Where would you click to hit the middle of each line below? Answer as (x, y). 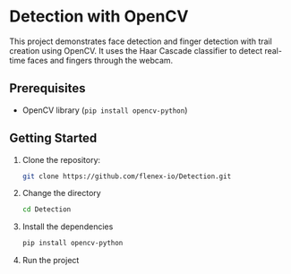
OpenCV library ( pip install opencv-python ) (105, 110)
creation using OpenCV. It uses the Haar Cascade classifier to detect (136, 50)
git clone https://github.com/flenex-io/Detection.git (127, 176)
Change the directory (61, 193)
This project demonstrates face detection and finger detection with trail (141, 41)
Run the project (51, 261)
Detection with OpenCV (99, 17)
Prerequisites (47, 88)
